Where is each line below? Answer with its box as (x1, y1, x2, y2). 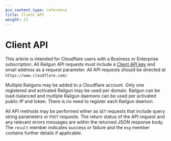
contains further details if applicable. (5, 130, 82, 136)
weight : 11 (5, 17, 28, 22)
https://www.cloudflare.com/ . (5, 72, 69, 78)
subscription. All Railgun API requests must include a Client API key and (5, 61, 155, 67)
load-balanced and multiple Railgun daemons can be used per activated (5, 93, 156, 99)
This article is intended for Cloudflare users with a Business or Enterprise (5, 56, 159, 62)
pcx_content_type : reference (5, 7, 67, 13)
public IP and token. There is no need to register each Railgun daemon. (5, 98, 154, 105)
